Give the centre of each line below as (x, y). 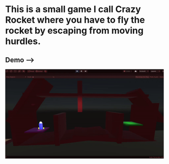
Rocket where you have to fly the (75, 20)
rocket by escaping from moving (74, 31)
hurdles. (23, 42)
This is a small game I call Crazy (73, 9)
